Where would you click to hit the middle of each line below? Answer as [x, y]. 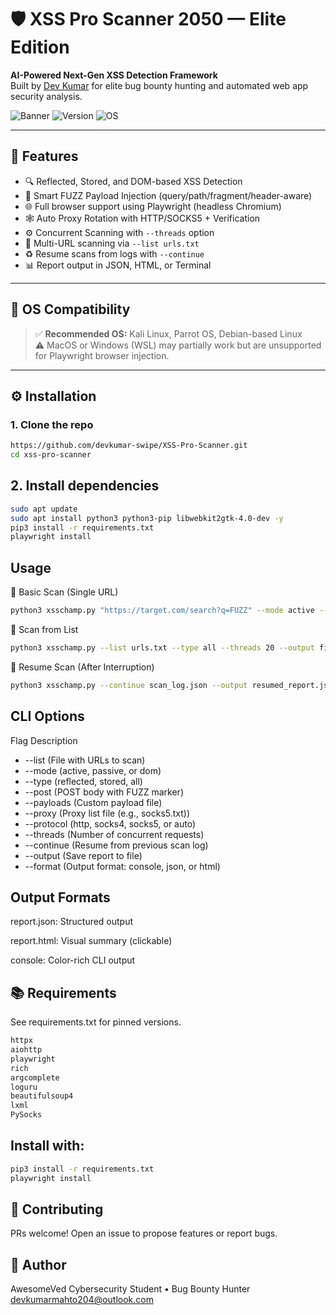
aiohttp [26, 1050]
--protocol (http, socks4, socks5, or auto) [110, 823]
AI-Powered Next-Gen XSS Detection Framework [114, 75]
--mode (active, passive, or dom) [93, 770]
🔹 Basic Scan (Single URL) [64, 592]
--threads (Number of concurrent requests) [114, 834]
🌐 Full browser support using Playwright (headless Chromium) [153, 206]
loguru [24, 1087]
